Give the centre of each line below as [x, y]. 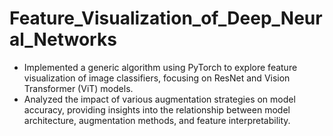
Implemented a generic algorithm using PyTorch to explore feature [160, 67]
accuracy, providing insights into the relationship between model [157, 109]
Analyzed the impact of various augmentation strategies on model [159, 99]
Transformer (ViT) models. [78, 88]
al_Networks [63, 39]
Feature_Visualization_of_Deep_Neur [166, 18]
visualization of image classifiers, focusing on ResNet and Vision [157, 78]
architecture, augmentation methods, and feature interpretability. [157, 120]
